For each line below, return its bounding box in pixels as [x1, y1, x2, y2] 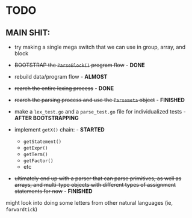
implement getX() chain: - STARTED [14, 126, 105, 133]
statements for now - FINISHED [14, 187, 93, 195]
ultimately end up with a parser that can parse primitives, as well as [14, 175, 182, 182]
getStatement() [23, 139, 61, 145]
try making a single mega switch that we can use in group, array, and [14, 43, 186, 50]
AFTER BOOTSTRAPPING [14, 115, 79, 121]
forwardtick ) [5, 205, 37, 213]
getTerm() [23, 151, 49, 157]
